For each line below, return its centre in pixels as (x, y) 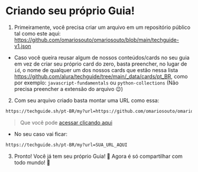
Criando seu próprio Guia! (70, 11)
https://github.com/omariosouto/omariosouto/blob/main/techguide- (97, 40)
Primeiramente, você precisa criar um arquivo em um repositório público (102, 27)
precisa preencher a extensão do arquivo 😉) (69, 89)
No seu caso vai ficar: (41, 134)
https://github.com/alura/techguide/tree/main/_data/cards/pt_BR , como (101, 76)
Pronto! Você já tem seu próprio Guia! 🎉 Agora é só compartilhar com (98, 156)
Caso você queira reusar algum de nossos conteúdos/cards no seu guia (102, 57)
